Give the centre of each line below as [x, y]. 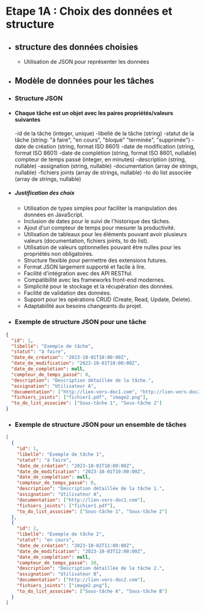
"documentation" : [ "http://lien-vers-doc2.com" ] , [81, 580]
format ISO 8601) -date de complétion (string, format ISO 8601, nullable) [106, 153]
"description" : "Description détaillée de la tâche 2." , [91, 569]
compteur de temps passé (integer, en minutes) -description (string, [100, 159]
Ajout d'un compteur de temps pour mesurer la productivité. [99, 228]
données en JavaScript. [54, 215]
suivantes [28, 119]
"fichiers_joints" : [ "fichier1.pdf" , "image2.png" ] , [80, 398]
